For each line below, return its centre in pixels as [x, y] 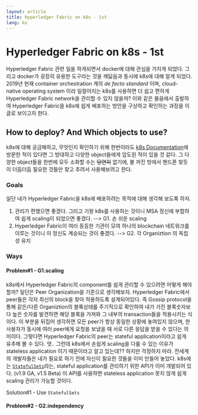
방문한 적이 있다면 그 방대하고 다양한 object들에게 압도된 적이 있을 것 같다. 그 [95, 155]
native [14, 91]
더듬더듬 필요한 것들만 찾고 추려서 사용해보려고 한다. [72, 170]
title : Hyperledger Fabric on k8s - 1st [57, 17]
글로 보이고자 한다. [27, 114]
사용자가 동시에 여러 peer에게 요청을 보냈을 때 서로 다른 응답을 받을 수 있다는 [94, 329]
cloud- [170, 84]
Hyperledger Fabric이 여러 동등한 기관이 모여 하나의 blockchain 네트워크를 [102, 226]
